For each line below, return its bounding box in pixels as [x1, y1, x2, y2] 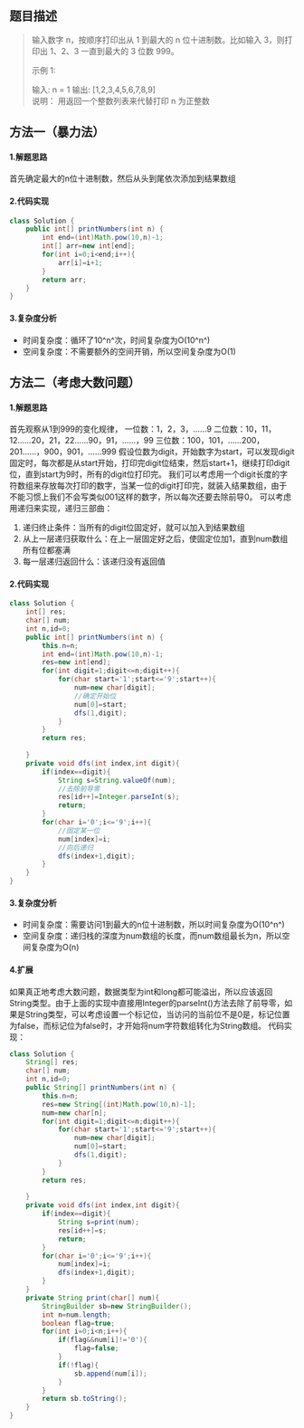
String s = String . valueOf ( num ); [57, 776, 176, 785]
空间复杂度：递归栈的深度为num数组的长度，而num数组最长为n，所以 [22, 930, 282, 941]
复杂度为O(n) [30, 942, 80, 953]
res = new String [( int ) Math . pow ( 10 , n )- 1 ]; [42, 1100, 196, 1109]
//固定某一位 [57, 826, 100, 835]
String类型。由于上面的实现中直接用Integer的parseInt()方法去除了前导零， [9, 997, 285, 1008]
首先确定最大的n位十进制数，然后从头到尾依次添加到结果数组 [9, 173, 237, 184]
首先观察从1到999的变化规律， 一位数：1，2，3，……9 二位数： [9, 424, 246, 434]
